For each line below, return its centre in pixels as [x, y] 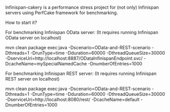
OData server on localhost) [33, 38]
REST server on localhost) [32, 79]
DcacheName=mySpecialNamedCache [46, 64]
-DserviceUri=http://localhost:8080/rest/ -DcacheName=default [72, 99]
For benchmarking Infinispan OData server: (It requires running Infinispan [82, 32]
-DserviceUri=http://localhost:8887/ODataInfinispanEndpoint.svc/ [74, 58]
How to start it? [21, 23]
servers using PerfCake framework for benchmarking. [62, 13]
